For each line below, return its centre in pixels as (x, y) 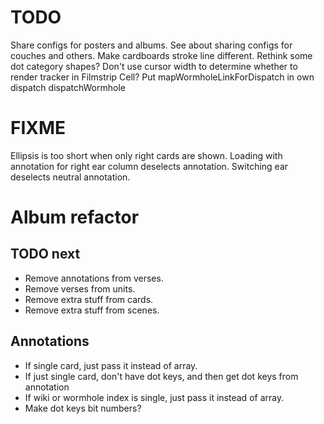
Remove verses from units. (80, 288)
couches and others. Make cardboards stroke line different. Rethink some (161, 55)
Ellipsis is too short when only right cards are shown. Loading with (146, 155)
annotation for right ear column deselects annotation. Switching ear (149, 166)
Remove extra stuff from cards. (89, 299)
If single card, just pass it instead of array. (111, 365)
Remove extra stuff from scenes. (92, 310)
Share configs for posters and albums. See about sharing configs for (151, 45)
